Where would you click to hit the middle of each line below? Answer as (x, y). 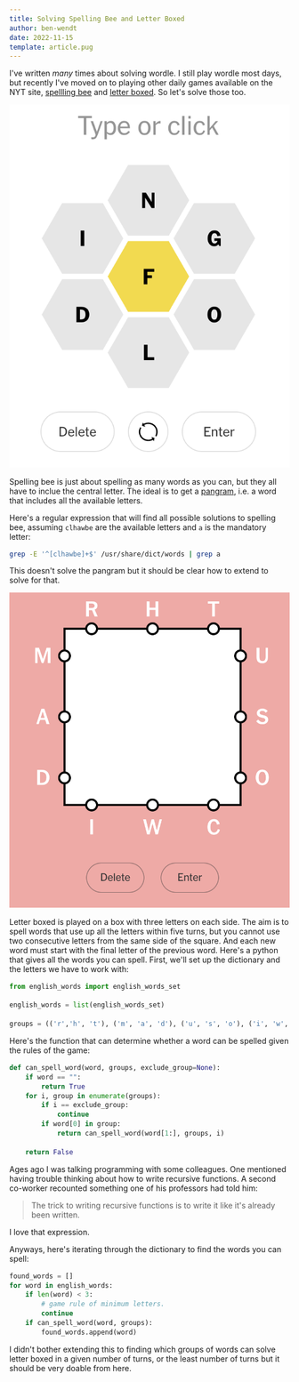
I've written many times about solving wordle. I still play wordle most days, (145, 73)
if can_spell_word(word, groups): (89, 1323)
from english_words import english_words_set (95, 986)
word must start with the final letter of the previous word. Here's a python (144, 950)
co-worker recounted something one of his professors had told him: (133, 1188)
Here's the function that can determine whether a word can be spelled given (149, 1041)
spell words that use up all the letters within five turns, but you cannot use (145, 931)
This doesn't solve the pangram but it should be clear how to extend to (139, 571)
